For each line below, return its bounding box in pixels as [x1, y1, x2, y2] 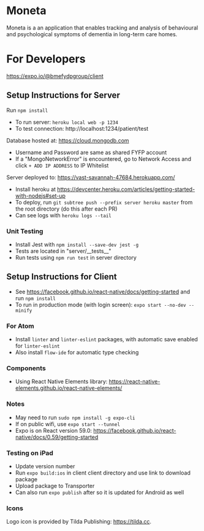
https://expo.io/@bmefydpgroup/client [6, 72, 104, 80]
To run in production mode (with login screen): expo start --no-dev [15, 301, 187, 308]
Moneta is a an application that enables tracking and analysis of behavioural [6, 24, 198, 31]
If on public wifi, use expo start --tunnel [15, 420, 121, 427]
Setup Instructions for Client [6, 271, 118, 282]
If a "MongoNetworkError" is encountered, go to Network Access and [15, 155, 192, 163]
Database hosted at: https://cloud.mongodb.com [6, 136, 130, 144]
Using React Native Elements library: [15, 378, 108, 386]
